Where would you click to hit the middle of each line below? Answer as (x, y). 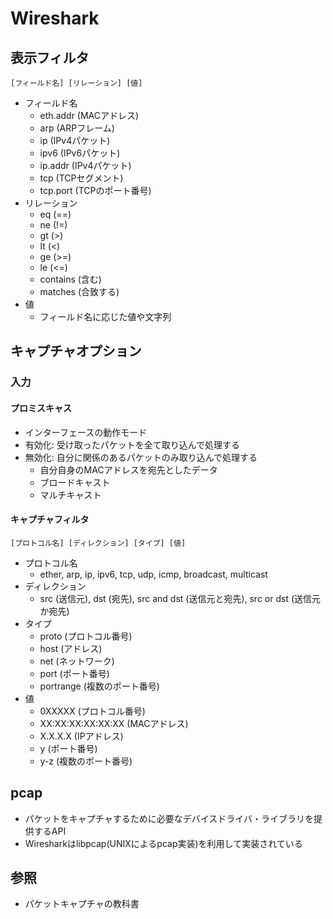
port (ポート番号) (74, 673)
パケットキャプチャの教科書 (82, 904)
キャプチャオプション (76, 351)
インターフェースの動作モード (86, 432)
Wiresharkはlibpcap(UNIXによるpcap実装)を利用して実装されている (163, 843)
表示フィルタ (50, 57)
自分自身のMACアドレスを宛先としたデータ (128, 469)
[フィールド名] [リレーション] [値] (76, 83)
